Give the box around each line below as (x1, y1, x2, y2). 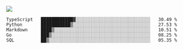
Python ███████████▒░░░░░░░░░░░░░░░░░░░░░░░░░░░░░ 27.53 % (6, 22, 178, 28)
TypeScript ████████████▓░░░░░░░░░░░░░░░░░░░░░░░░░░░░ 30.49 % (6, 17, 178, 22)
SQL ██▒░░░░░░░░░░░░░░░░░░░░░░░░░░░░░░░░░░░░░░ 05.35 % (6, 37, 178, 43)
